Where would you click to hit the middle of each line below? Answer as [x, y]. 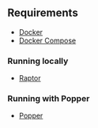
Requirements [43, 13]
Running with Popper [49, 99]
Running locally [38, 61]
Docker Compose [47, 40]
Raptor [30, 78]
